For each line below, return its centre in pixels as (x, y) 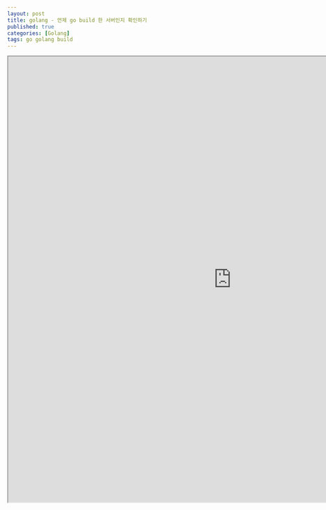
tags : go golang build (40, 40)
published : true (31, 26)
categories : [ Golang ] (39, 33)
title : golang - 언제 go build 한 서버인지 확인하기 (77, 20)
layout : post (26, 14)
